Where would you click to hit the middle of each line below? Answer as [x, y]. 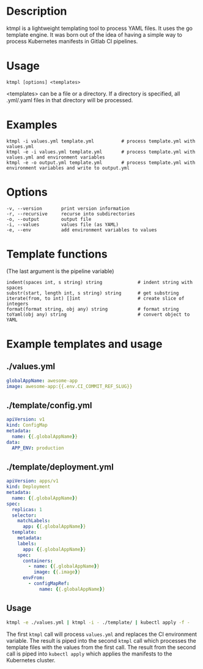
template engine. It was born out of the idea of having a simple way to [94, 34]
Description [37, 11]
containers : [38, 561]
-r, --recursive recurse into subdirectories [71, 214]
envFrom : [34, 578]
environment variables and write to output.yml [68, 168]
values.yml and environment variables [56, 157]
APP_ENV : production [38, 448]
